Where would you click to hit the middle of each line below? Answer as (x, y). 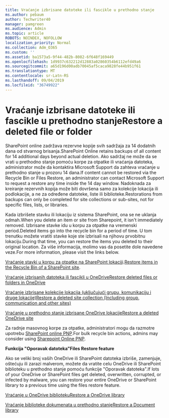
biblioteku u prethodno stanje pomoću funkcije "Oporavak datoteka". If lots (82, 369)
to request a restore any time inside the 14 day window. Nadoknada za (78, 183)
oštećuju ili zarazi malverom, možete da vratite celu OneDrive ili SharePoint (83, 363)
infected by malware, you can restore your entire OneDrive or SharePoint (81, 380)
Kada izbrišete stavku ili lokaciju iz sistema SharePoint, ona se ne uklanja (81, 214)
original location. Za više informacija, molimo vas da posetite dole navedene (84, 247)
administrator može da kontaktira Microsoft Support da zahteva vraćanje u (82, 167)
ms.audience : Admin (26, 29)
